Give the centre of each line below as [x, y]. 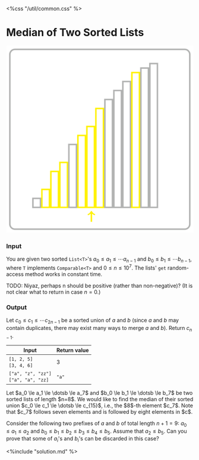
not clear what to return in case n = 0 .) [53, 292]
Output [17, 307]
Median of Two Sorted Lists [75, 33]
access [15, 274]
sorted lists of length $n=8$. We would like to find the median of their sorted [100, 399]
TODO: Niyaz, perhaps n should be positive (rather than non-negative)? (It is [99, 285]
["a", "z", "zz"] [30, 374]
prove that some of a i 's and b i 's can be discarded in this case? [83, 440]
